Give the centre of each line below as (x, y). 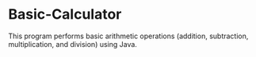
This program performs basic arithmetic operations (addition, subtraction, (128, 36)
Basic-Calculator (65, 14)
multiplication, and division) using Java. (73, 44)
